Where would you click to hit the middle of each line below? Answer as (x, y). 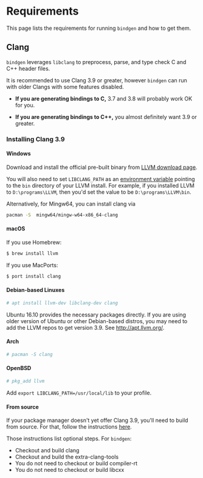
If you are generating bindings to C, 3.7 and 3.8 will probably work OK (104, 98)
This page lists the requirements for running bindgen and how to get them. (99, 28)
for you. (25, 105)
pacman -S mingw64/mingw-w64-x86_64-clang (62, 215)
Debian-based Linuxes (36, 290)
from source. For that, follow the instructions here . (69, 427)
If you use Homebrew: (34, 242)
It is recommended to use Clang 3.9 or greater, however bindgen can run (97, 80)
